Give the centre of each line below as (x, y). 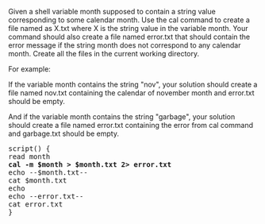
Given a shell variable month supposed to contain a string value (112, 12)
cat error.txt (36, 205)
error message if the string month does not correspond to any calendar (125, 45)
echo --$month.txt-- (48, 173)
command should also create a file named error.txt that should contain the (129, 37)
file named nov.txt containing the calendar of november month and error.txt (132, 93)
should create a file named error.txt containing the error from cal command (131, 125)
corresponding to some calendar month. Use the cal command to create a (129, 20)
